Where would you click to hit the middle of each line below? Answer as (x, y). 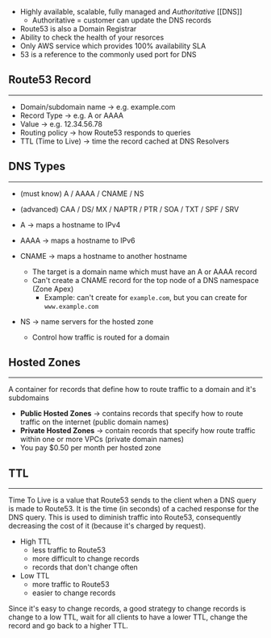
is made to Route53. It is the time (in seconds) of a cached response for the (134, 509)
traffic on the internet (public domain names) (94, 422)
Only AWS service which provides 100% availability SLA (113, 46)
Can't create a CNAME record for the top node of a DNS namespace (146, 280)
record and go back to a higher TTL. (69, 626)
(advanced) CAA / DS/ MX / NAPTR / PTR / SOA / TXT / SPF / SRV (129, 209)
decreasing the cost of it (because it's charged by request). (107, 526)
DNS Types (37, 167)
